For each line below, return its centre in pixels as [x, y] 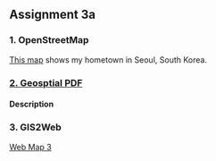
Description [32, 104]
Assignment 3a [53, 15]
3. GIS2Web [36, 127]
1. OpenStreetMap [49, 40]
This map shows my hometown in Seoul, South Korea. [108, 59]
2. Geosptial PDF [46, 82]
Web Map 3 [30, 147]
